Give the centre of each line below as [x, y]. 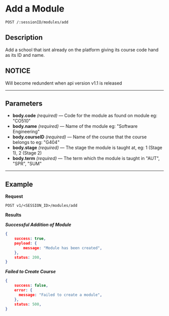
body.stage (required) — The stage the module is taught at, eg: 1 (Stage [87, 148]
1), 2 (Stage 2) [27, 153]
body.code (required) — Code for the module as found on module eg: [85, 116]
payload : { [26, 243]
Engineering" [26, 132]
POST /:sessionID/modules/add [37, 22]
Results [13, 215]
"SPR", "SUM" [27, 164]
